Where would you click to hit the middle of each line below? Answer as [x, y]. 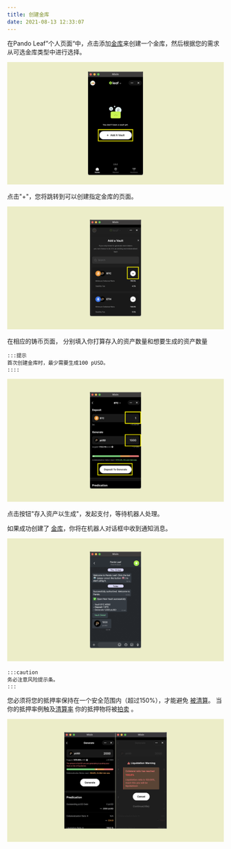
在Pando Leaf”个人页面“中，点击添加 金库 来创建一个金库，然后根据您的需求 [113, 43]
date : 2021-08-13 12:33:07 [46, 22]
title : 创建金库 [28, 14]
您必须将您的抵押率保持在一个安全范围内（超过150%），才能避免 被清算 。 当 [114, 701]
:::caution [23, 672]
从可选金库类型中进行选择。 [46, 52]
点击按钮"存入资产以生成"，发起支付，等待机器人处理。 [85, 514]
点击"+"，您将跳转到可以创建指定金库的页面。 [72, 197]
